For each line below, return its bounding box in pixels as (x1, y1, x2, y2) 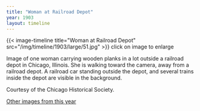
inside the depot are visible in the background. (6, 74, 122, 82)
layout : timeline (6, 20, 50, 26)
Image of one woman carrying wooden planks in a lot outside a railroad (6, 55, 184, 62)
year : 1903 (6, 15, 34, 21)
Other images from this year (6, 98, 76, 105)
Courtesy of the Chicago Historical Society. (6, 86, 115, 93)
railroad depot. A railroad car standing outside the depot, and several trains (6, 68, 194, 75)
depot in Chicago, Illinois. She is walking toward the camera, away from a (6, 61, 190, 69)
